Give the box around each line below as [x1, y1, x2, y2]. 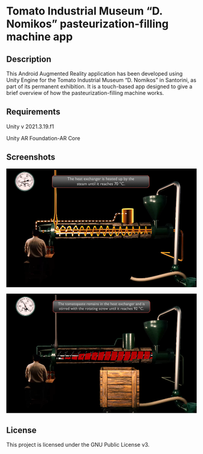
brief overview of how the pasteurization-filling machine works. [6, 89, 164, 96]
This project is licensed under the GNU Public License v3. [6, 441, 150, 448]
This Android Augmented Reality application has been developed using [6, 70, 183, 77]
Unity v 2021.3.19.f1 [6, 123, 54, 130]
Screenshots [6, 152, 56, 163]
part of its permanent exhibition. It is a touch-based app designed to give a [6, 83, 193, 90]
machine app [6, 30, 73, 44]
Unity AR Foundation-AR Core [6, 134, 80, 141]
